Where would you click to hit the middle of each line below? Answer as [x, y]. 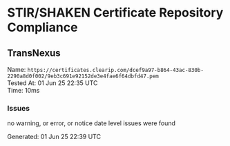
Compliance [42, 27]
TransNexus [34, 53]
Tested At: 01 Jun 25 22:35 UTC [52, 83]
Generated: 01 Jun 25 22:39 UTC [54, 137]
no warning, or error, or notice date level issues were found [92, 123]
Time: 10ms [23, 90]
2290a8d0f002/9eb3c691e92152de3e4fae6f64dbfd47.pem [83, 76]
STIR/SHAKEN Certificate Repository [115, 13]
